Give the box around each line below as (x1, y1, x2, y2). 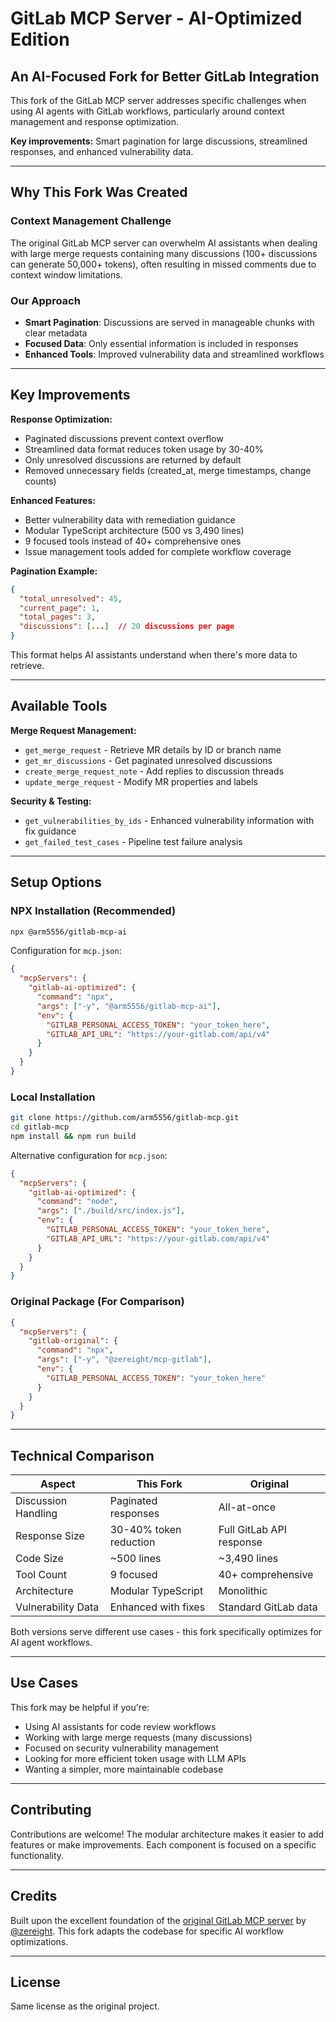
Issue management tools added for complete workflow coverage (24, 545, 292, 557)
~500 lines (109, 1552, 162, 1566)
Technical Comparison (10, 1447, 155, 1464)
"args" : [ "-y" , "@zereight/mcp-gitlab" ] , (36, 1355, 213, 1365)
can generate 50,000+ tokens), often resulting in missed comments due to (10, 258, 317, 270)
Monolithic (218, 1584, 268, 1598)
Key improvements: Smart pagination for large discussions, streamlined (10, 135, 308, 147)
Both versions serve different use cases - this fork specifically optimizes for (10, 1626, 323, 1638)
